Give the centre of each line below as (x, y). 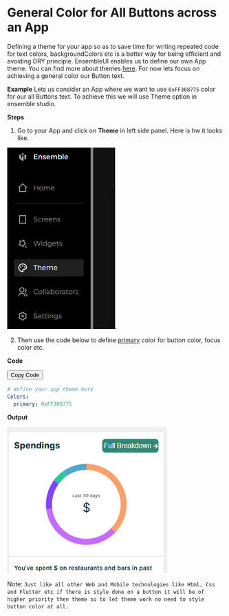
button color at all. (38, 606)
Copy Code (25, 375)
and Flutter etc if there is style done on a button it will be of (106, 592)
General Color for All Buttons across (112, 13)
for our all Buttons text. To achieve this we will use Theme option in (102, 96)
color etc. (31, 347)
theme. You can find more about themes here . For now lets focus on (103, 68)
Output (18, 417)
